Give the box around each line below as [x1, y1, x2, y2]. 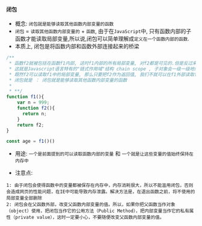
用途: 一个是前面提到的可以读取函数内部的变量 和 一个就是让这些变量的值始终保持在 [14, 150, 194, 157]
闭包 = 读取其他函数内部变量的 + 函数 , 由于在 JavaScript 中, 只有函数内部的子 [14, 28, 192, 35]
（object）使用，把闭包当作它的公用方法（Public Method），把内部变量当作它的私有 [6, 208, 189, 214]
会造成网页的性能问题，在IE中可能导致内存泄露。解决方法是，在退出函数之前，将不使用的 [6, 189, 195, 195]
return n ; [22, 110, 47, 117]
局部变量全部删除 [6, 195, 43, 201]
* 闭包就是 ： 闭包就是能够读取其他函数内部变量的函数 [8, 77, 127, 83]
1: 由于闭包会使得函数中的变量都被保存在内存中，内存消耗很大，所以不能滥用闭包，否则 [6, 183, 194, 189]
